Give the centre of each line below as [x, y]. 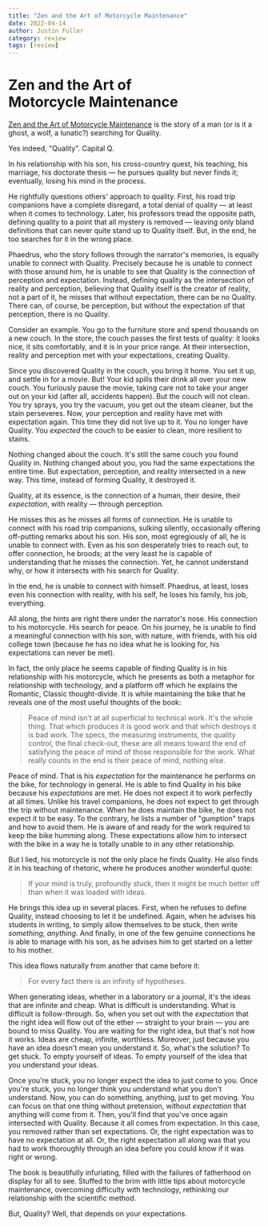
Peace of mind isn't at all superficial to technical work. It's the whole [140, 718]
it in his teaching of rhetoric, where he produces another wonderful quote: [130, 868]
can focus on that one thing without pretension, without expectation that [127, 1106]
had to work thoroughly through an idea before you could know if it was [126, 1149]
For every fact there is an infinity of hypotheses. [107, 982]
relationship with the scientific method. [72, 1198]
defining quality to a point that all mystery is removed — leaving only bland [131, 222]
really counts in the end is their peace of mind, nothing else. [126, 760]
